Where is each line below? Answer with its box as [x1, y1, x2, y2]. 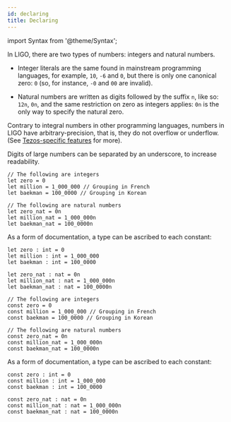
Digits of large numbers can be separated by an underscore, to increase [7, 150, 217, 158]
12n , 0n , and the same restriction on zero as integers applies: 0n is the [17, 100, 220, 108]
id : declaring [7, 10, 49, 18]
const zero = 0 [7, 301, 52, 309]
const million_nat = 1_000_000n [7, 339, 102, 346]
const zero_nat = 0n [7, 332, 69, 339]
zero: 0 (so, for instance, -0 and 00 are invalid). [17, 78, 153, 87]
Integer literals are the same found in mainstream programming [17, 64, 201, 72]
